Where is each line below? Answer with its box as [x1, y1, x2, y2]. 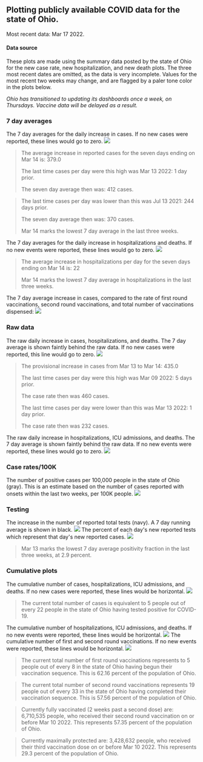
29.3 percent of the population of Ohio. [21, 749, 119, 757]
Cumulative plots [6, 566, 58, 575]
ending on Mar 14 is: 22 [21, 265, 80, 272]
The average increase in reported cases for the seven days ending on [21, 150, 195, 157]
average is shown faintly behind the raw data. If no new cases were [6, 343, 175, 351]
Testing [6, 505, 29, 514]
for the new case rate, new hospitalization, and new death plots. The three [6, 64, 192, 71]
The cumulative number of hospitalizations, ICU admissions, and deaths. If [6, 624, 192, 631]
